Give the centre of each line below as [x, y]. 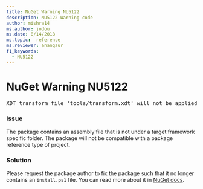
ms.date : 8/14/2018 [31, 34]
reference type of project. [38, 144]
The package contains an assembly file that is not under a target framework [101, 132]
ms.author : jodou [28, 29]
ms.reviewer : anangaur [35, 46]
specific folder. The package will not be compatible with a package [90, 138]
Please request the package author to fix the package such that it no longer [100, 173]
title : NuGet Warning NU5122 [43, 12]
